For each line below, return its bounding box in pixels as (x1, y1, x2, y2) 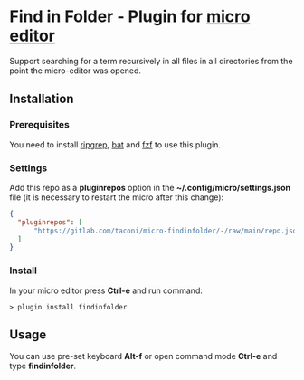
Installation (9, 91, 74, 107)
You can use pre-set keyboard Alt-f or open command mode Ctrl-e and (9, 351, 278, 362)
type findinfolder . (9, 360, 77, 372)
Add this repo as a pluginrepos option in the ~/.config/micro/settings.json (9, 182, 291, 193)
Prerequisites (9, 119, 70, 131)
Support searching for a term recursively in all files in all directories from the (9, 55, 293, 66)
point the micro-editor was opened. (9, 65, 142, 76)
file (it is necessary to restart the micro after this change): (9, 192, 224, 203)
